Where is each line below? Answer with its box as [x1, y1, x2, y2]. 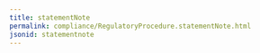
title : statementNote [9, 13, 91, 22]
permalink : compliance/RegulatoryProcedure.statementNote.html [9, 22, 252, 31]
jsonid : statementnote [9, 30, 94, 39]
